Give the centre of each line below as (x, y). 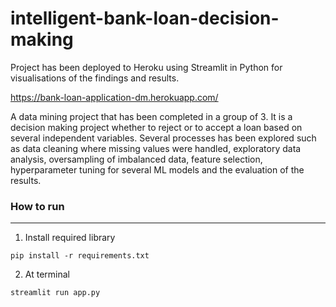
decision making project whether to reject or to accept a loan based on (156, 127)
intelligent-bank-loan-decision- (145, 18)
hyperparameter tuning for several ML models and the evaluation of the (157, 169)
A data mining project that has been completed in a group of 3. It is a (151, 116)
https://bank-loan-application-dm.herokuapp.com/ (114, 97)
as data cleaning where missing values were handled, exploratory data (156, 148)
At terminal (47, 274)
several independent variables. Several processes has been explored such (163, 138)
